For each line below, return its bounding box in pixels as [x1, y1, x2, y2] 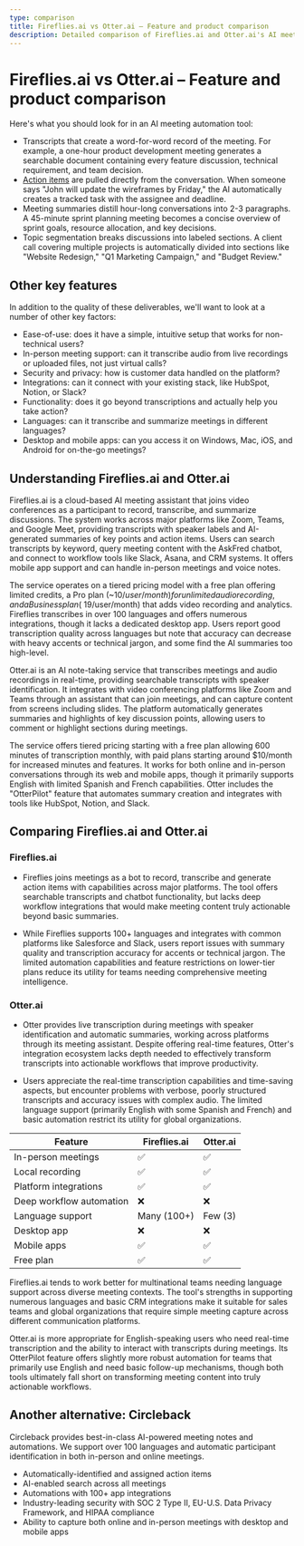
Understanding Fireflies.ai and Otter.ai [9, 470, 231, 486]
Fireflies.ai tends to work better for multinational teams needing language [9, 1277, 282, 1288]
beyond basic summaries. [22, 910, 119, 921]
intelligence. [22, 976, 69, 987]
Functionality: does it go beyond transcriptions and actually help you [22, 396, 278, 408]
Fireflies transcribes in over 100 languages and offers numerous [9, 608, 248, 619]
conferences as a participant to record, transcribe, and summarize [9, 504, 257, 515]
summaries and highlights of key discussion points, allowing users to [9, 712, 266, 723]
